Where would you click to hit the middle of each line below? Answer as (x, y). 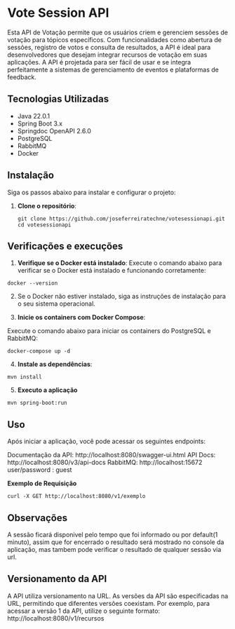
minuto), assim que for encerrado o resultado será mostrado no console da (116, 542)
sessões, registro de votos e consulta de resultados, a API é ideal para (109, 47)
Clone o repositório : (47, 205)
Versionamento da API (57, 579)
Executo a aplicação (47, 390)
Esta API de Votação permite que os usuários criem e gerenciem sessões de (118, 32)
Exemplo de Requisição (42, 483)
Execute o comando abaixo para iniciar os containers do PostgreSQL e (109, 331)
